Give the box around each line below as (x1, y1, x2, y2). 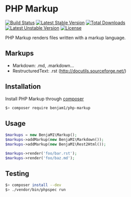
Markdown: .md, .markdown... (12, 62, 74, 68)
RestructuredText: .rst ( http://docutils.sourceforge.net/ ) (12, 68, 126, 74)
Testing (5, 169, 29, 178)
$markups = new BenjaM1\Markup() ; (5, 132, 77, 138)
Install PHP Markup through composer (5, 96, 84, 102)
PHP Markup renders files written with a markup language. (5, 35, 126, 41)
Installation (5, 82, 41, 91)
